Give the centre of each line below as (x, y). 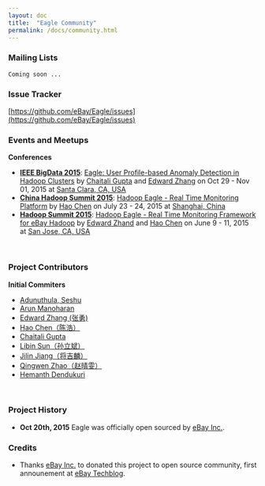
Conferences (30, 157)
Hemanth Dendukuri (52, 374)
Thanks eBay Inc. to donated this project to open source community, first (138, 465)
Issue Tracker (35, 94)
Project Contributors (49, 267)
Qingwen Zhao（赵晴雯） (61, 365)
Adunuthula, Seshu (50, 300)
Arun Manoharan (47, 308)
